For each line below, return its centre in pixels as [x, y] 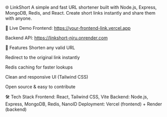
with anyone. [19, 18]
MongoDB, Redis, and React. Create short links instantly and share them [80, 13]
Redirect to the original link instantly [43, 57]
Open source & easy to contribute [40, 87]
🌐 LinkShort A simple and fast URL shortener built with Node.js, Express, [81, 7]
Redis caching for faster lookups [39, 67]
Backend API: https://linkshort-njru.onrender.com [56, 38]
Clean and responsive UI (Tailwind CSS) [47, 77]
